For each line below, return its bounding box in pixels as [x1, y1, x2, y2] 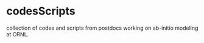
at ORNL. [6, 30, 29, 38]
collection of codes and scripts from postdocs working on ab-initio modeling [6, 24, 199, 31]
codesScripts [6, 4, 76, 18]
